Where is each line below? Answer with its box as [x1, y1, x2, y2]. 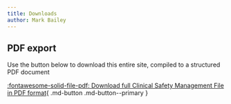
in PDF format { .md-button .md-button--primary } [7, 89, 149, 97]
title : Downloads [7, 10, 57, 17]
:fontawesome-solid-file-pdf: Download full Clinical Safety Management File [7, 81, 225, 90]
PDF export [7, 42, 57, 54]
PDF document [7, 68, 50, 76]
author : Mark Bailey [7, 17, 67, 24]
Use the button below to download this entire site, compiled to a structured [7, 60, 221, 69]
